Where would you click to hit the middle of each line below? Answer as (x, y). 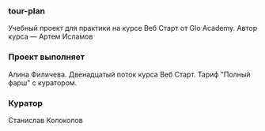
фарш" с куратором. (43, 82)
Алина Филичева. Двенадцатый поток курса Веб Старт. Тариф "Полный (129, 74)
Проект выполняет (47, 57)
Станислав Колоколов (45, 120)
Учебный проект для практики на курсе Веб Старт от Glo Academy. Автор (133, 28)
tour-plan (27, 11)
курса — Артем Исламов (51, 36)
